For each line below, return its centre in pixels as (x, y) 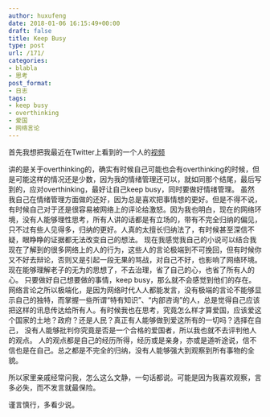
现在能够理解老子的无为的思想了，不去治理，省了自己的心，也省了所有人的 (131, 270)
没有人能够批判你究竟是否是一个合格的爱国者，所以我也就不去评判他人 (140, 330)
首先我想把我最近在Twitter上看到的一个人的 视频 (87, 152)
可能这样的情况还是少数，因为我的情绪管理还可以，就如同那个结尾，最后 (135, 179)
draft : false (30, 31)
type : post (27, 46)
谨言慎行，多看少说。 (43, 404)
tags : (17, 98)
